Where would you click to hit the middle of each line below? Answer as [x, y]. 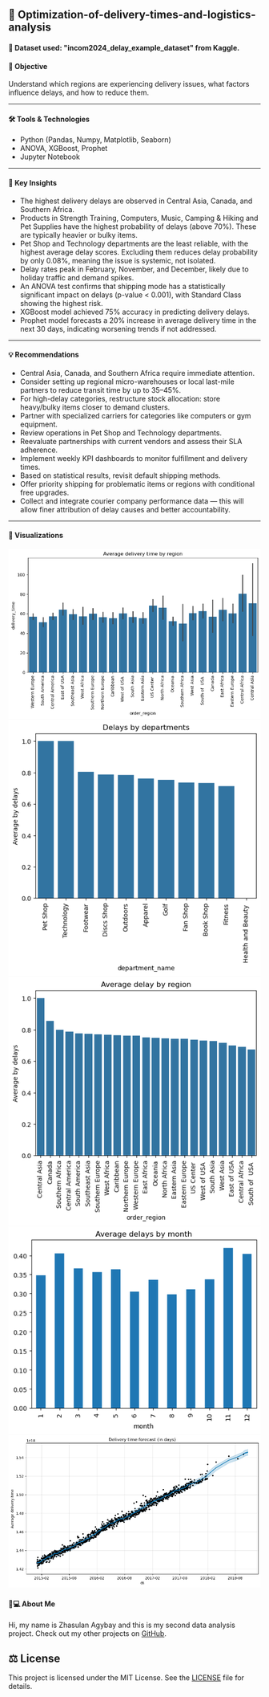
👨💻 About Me [32, 1604]
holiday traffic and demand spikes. [77, 277]
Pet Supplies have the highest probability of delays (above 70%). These [138, 226]
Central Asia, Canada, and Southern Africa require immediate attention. [137, 373]
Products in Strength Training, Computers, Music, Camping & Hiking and [139, 218]
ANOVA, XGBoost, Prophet [64, 149]
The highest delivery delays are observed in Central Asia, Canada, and [136, 201]
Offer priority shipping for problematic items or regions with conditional [137, 483]
